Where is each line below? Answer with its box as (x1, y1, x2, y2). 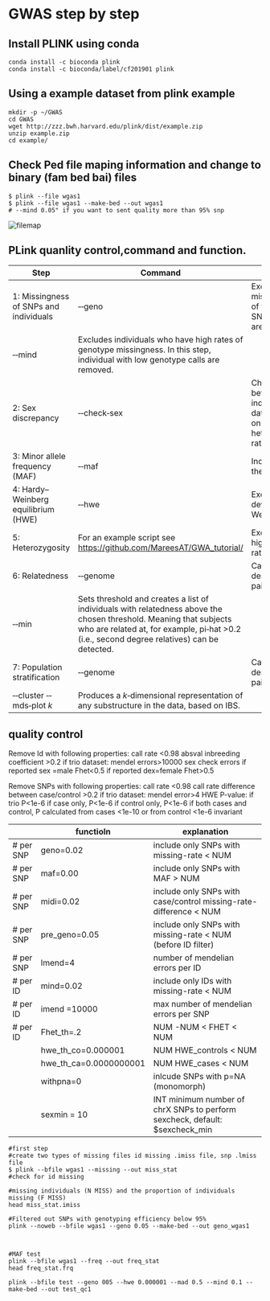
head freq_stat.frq (8, 1264, 74, 1273)
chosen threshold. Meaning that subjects (77, 614, 232, 625)
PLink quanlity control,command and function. (8, 244, 247, 257)
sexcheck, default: (153, 1114, 223, 1126)
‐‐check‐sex (77, 408, 123, 419)
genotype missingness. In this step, (77, 344, 211, 355)
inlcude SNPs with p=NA (153, 1071, 247, 1082)
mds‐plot (12, 700, 47, 712)
